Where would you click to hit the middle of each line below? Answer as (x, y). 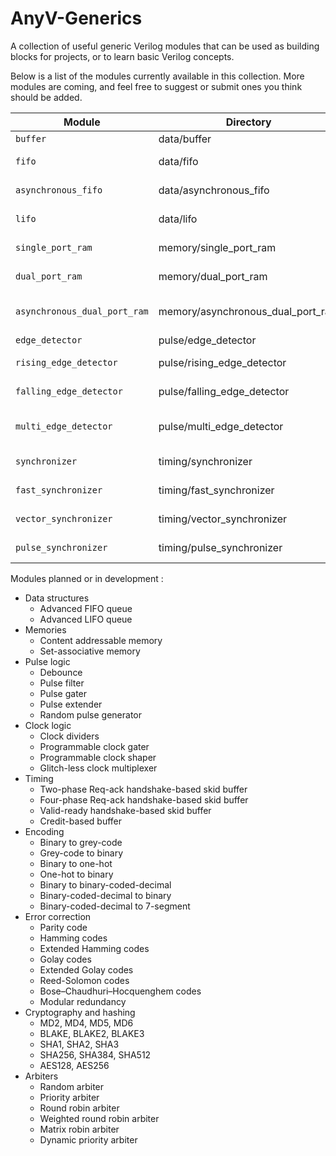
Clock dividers (69, 736)
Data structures (57, 598)
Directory (248, 122)
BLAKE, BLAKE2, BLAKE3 (92, 1033)
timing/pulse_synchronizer (220, 547)
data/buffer (185, 139)
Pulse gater (63, 693)
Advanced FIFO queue (86, 608)
